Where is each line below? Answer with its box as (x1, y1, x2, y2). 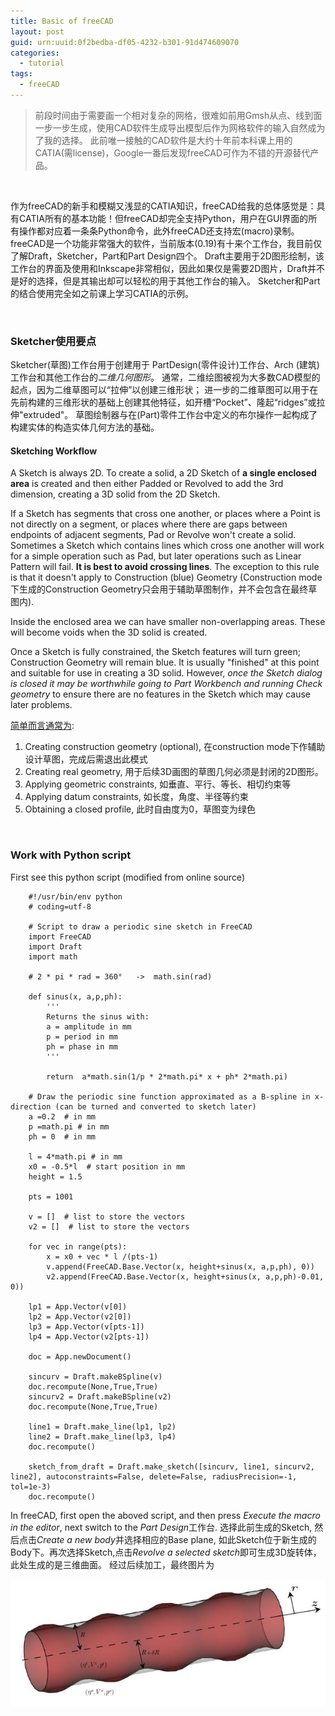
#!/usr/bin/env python (28, 891, 123, 902)
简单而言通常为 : (10, 720, 75, 732)
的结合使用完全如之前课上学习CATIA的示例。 (10, 287, 194, 299)
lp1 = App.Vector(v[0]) (28, 1301, 128, 1312)
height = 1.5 (28, 1171, 83, 1182)
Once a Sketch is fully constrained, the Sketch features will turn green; (10, 646, 302, 658)
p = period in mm (46, 1031, 118, 1042)
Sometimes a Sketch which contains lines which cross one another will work (10, 540, 325, 552)
